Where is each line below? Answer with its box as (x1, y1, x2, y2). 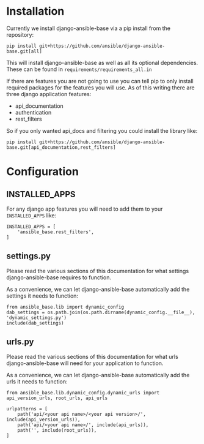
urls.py (6, 337, 34, 347)
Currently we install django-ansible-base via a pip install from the (6, 24, 171, 32)
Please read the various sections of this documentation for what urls (6, 353, 178, 360)
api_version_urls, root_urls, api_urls (6, 395, 108, 401)
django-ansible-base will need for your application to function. (6, 359, 164, 367)
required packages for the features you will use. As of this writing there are (6, 84, 195, 91)
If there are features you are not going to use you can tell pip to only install (6, 77, 194, 85)
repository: (6, 31, 34, 38)
